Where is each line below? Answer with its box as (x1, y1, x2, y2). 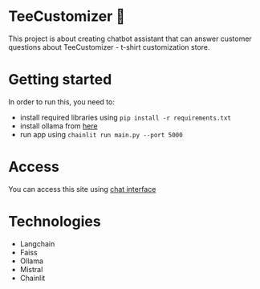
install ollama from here (19, 120, 98, 131)
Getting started (8, 71, 112, 89)
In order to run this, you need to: (8, 96, 115, 107)
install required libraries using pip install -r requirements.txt (19, 112, 231, 122)
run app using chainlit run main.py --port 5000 (19, 129, 183, 139)
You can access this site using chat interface (8, 184, 156, 193)
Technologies (8, 213, 102, 230)
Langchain (19, 238, 55, 248)
